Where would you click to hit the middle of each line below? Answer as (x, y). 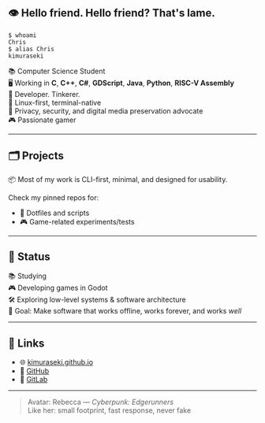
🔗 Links (26, 343)
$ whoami (22, 35)
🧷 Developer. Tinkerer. (44, 94)
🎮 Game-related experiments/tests (77, 221)
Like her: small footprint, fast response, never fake (109, 410)
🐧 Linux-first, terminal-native (55, 102)
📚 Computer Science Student (57, 71)
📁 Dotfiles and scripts (54, 213)
